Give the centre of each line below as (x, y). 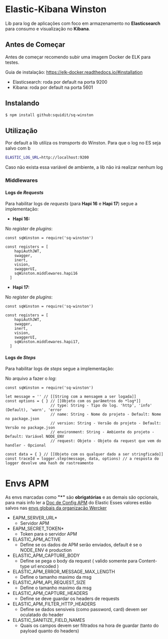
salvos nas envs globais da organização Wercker (56, 508)
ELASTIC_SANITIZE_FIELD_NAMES (49, 620)
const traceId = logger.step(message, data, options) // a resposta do (82, 459)
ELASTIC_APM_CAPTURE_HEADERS (50, 593)
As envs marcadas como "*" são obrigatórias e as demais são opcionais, (82, 497)
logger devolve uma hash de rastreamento (49, 463)
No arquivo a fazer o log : (31, 379)
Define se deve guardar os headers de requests (70, 598)
